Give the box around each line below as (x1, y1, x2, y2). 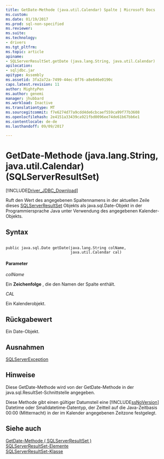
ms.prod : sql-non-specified (5, 21, 64, 27)
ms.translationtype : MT (5, 105, 55, 110)
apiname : (5, 54, 24, 59)
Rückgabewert (5, 315, 52, 324)
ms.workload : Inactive (5, 101, 53, 106)
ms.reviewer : (5, 26, 33, 31)
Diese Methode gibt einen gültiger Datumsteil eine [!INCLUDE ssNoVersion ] (5, 399, 159, 405)
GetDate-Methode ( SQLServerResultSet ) (5, 437, 92, 443)
